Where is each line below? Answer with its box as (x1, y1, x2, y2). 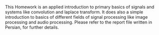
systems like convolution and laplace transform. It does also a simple (5, 9, 143, 15)
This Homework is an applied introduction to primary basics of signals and (5, 4, 155, 10)
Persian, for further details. (5, 24, 60, 30)
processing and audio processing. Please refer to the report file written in (5, 19, 152, 25)
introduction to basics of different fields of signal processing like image (5, 14, 148, 20)
